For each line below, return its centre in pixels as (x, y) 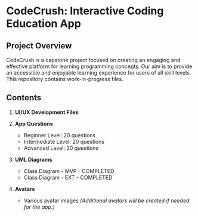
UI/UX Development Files (47, 112)
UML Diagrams (33, 159)
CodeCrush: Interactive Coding (85, 11)
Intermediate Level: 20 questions (64, 141)
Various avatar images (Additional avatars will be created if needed (106, 200)
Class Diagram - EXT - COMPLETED (68, 177)
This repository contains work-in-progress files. (65, 79)
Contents (24, 98)
